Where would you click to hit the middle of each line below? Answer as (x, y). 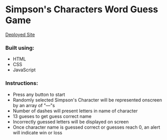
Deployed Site (20, 34)
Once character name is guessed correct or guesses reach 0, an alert (86, 127)
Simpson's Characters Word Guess (82, 9)
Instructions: (22, 83)
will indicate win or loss (38, 132)
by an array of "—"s (34, 105)
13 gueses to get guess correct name (52, 116)
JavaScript (24, 70)
